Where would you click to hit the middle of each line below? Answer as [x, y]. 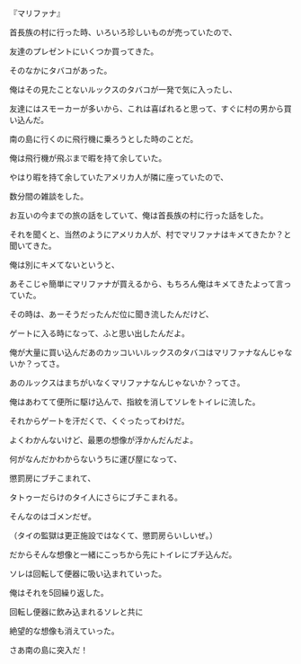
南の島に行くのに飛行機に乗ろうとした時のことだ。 [104, 139]
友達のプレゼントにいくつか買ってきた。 [84, 51]
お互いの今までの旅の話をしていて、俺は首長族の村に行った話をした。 [139, 215]
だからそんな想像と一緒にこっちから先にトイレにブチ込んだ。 [123, 554]
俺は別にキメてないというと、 [64, 265]
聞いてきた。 [33, 246]
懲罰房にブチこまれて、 [53, 478]
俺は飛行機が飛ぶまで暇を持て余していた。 [88, 158]
